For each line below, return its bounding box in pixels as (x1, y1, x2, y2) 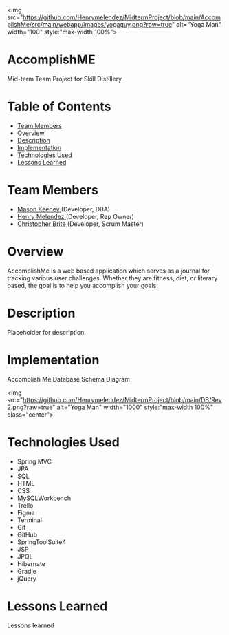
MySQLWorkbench (17, 494, 71, 502)
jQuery (17, 574, 36, 583)
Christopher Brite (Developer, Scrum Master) (17, 220, 144, 228)
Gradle (17, 567, 36, 575)
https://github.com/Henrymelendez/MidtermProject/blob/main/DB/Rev (23, 395, 222, 404)
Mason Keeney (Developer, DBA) (17, 205, 111, 213)
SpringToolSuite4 (17, 537, 67, 546)
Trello (17, 501, 34, 509)
